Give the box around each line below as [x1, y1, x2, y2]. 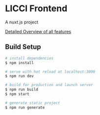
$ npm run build [5, 87, 38, 92]
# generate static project [5, 100, 60, 105]
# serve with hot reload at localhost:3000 [5, 69, 96, 74]
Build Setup [5, 43, 41, 51]
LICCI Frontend [5, 3, 68, 14]
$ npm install [5, 60, 34, 65]
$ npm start [5, 92, 29, 96]
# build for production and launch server [5, 83, 93, 88]
